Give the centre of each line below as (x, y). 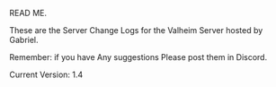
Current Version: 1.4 (46, 74)
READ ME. (28, 13)
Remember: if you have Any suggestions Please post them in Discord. (138, 57)
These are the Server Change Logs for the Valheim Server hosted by (136, 30)
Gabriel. (24, 40)
